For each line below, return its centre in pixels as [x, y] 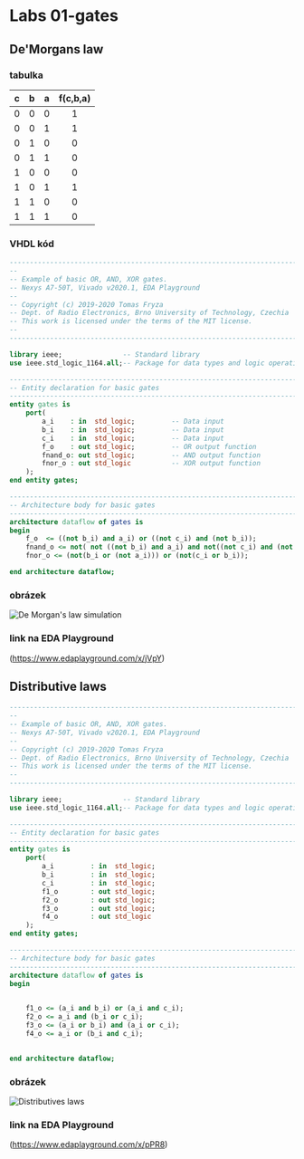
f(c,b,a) [75, 98]
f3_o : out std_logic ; [99, 908]
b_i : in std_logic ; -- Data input [133, 430]
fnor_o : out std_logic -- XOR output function [151, 464]
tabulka [26, 75]
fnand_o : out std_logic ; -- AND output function [151, 455]
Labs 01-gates [64, 16]
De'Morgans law [57, 49]
